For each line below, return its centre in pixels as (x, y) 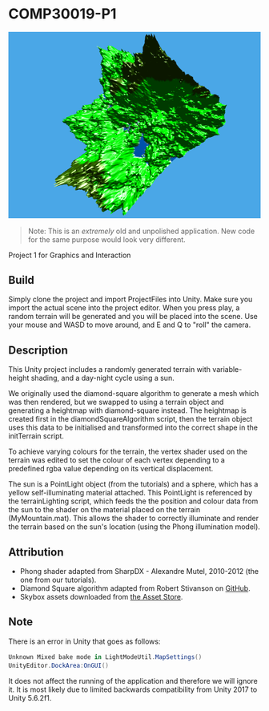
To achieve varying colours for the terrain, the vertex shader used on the (128, 452)
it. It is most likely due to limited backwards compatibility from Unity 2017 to (133, 689)
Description (38, 350)
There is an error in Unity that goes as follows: (84, 641)
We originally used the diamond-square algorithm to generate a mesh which (134, 394)
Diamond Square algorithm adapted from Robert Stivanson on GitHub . (135, 588)
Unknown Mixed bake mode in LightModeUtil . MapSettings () (105, 657)
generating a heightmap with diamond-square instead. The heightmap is (127, 410)
